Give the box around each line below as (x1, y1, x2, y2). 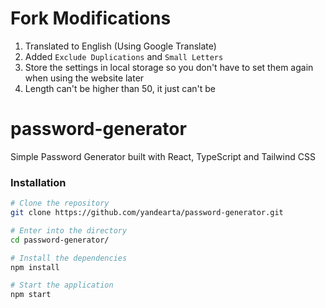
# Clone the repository (10, 198, 110, 209)
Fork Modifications (10, 7, 172, 30)
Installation (10, 175, 67, 189)
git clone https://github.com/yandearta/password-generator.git (10, 208, 284, 218)
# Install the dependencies (10, 253, 128, 263)
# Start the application (10, 280, 114, 291)
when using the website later (24, 72, 145, 84)
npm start (10, 290, 52, 300)
